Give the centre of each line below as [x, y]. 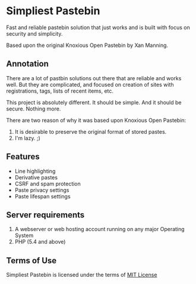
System [24, 235]
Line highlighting [35, 171]
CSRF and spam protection [48, 184]
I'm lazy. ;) [27, 138]
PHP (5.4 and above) [40, 242]
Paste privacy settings [42, 190]
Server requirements [45, 215]
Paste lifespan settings [42, 196]
